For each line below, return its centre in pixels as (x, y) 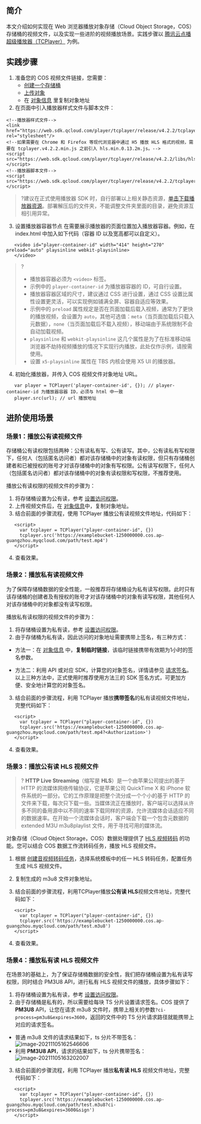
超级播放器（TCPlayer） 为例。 (44, 41)
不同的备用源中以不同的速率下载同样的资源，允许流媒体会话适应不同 (110, 810)
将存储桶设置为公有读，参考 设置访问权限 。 (68, 499)
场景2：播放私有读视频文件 (45, 575)
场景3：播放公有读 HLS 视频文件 (52, 766)
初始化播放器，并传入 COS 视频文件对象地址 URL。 (77, 374)
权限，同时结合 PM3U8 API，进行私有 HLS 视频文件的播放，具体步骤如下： (98, 982)
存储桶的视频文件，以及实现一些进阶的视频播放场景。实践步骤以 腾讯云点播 (99, 34)
